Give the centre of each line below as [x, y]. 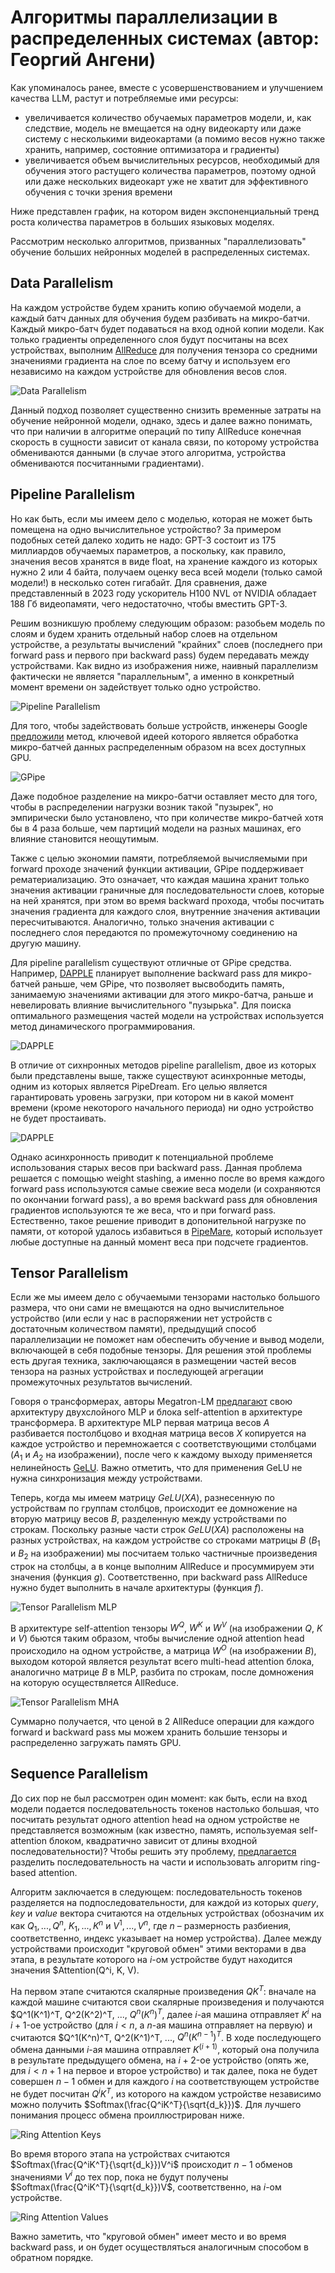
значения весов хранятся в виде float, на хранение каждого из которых [164, 561]
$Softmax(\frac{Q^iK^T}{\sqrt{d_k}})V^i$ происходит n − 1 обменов [151, 2164]
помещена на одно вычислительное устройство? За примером [146, 529]
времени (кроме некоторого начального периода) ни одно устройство [162, 1107]
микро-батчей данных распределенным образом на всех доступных [158, 747]
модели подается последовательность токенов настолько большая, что [165, 1808]
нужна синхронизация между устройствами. [106, 1478]
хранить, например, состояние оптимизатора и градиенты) [152, 149]
